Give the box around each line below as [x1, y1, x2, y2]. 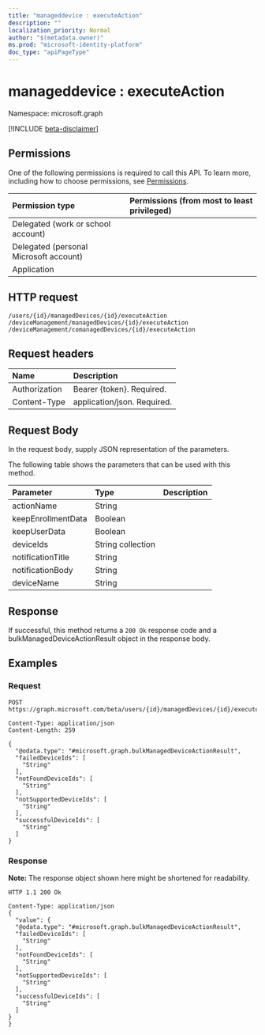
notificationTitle [12, 552, 69, 563]
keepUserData [12, 526, 65, 537]
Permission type [12, 199, 76, 210]
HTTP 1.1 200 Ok [8, 888, 62, 897]
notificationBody [12, 565, 73, 576]
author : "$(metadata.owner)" [8, 33, 104, 42]
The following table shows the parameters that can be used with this [8, 460, 231, 469]
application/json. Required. [73, 396, 172, 408]
